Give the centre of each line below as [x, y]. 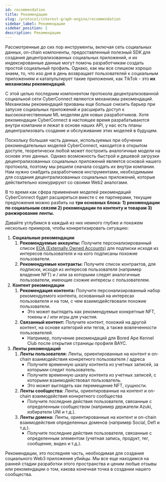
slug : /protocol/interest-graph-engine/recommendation [63, 19]
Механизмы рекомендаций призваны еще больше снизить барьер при [80, 104]
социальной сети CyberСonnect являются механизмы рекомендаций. [79, 99]
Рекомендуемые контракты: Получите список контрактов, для [88, 264]
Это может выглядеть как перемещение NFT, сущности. [87, 385]
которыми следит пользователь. [62, 370]
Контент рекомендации [38, 285]
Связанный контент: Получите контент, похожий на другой [83, 322]
